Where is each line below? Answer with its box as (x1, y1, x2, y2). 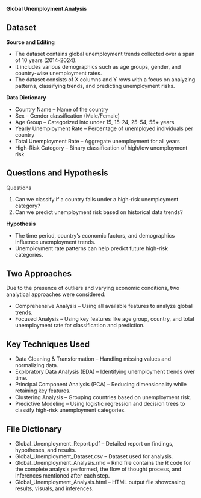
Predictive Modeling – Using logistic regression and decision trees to (14, 400, 185, 408)
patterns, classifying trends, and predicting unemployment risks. (14, 82, 175, 89)
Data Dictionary (6, 93, 46, 101)
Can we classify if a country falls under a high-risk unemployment (14, 195, 179, 203)
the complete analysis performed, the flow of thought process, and (14, 465, 182, 473)
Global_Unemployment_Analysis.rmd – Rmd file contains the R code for (14, 459, 191, 467)
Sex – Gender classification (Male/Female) (14, 112, 120, 119)
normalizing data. (14, 362, 58, 369)
